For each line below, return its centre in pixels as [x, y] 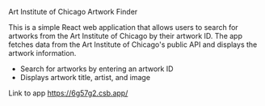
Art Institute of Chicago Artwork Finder [73, 12]
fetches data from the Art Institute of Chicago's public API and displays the [133, 45]
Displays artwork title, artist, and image [85, 77]
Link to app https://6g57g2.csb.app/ [68, 93]
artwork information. [42, 53]
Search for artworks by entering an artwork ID [97, 69]
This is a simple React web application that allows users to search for [123, 27]
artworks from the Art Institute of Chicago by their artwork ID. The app [125, 36]
